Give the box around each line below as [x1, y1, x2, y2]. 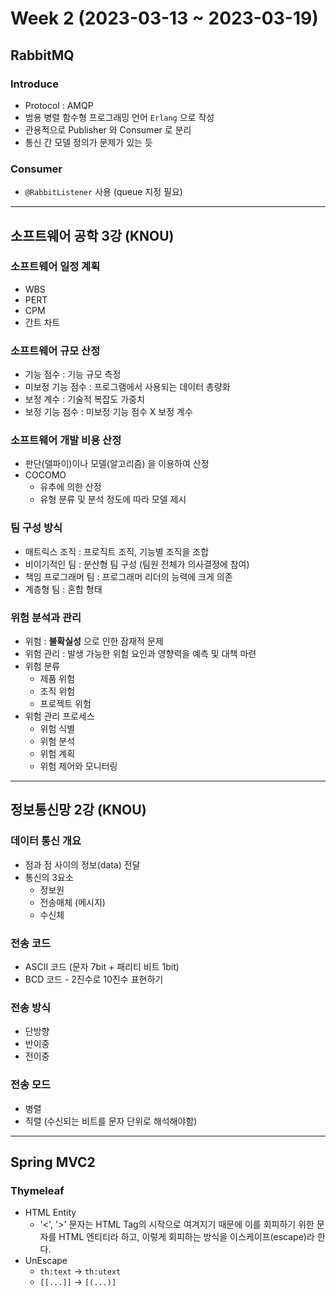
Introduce [10, 77, 59, 91]
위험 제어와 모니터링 [39, 760, 118, 772]
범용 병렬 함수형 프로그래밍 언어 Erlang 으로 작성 [24, 111, 215, 123]
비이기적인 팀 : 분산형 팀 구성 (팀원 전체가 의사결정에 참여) [24, 558, 250, 570]
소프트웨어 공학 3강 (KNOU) [10, 227, 175, 244]
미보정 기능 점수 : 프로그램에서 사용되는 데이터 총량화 [24, 381, 231, 393]
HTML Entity [24, 1207, 77, 1219]
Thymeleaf [10, 1183, 65, 1197]
